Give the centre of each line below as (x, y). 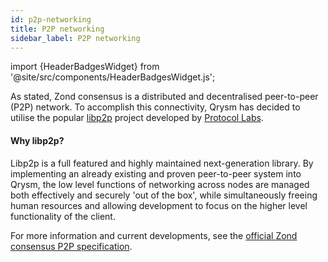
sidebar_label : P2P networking (75, 38)
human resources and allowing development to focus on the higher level (159, 205)
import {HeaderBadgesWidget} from (85, 67)
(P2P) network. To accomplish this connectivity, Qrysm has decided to (155, 107)
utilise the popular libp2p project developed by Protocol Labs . (137, 118)
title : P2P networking (57, 29)
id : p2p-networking (51, 19)
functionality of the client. (63, 216)
